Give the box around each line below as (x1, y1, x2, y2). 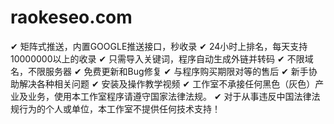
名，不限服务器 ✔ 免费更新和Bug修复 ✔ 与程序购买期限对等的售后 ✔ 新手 (10, 65, 309, 77)
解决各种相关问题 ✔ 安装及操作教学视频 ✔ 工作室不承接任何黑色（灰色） (18, 77, 316, 90)
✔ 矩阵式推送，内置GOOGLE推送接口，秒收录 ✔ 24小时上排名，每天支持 (10, 40, 308, 52)
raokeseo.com (10, 6, 133, 29)
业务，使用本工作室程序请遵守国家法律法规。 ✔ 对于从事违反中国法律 (27, 90, 312, 102)
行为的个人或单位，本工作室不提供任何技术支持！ (18, 102, 221, 115)
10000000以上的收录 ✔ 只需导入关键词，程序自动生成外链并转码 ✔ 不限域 (10, 52, 314, 65)
